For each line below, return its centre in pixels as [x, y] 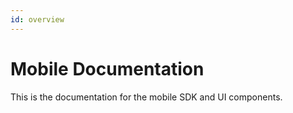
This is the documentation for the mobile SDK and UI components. [146, 97]
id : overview [37, 19]
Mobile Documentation [107, 68]
